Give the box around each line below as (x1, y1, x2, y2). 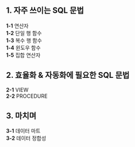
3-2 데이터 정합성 (6, 135, 47, 142)
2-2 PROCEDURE (6, 93, 48, 100)
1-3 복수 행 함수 (6, 37, 42, 44)
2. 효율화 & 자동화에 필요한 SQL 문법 (6, 70, 130, 80)
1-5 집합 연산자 (6, 52, 41, 59)
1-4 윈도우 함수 (6, 44, 41, 51)
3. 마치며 (6, 111, 37, 121)
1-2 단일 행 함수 (6, 29, 42, 36)
